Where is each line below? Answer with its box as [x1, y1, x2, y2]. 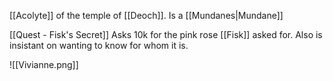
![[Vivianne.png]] [9, 59, 79, 70]
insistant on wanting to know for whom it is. [9, 40, 189, 51]
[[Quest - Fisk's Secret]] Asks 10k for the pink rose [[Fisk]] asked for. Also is [9, 29, 323, 40]
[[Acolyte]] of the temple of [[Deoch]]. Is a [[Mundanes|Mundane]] [9, 10, 284, 21]
